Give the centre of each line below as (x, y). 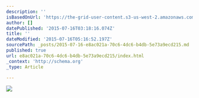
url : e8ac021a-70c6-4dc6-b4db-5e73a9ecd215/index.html (75, 56)
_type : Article (25, 67)
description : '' (26, 12)
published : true (26, 50)
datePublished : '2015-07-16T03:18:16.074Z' (61, 28)
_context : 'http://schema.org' (45, 61)
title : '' (18, 34)
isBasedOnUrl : (24, 17)
